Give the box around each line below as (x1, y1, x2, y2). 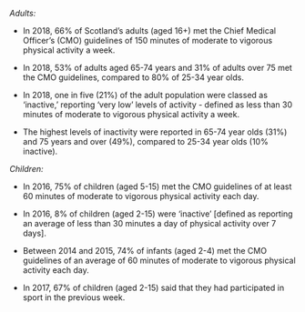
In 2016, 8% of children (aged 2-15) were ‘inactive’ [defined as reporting (22, 208, 293, 219)
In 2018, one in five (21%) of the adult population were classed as (22, 90, 269, 100)
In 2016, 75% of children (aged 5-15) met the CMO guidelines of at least (22, 181, 292, 192)
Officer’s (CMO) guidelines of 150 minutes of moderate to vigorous (22, 35, 273, 45)
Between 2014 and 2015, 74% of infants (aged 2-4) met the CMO (22, 246, 267, 256)
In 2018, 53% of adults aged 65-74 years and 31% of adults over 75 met (22, 63, 293, 73)
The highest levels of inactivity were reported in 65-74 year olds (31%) (22, 126, 288, 137)
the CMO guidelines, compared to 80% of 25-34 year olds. (22, 72, 244, 83)
